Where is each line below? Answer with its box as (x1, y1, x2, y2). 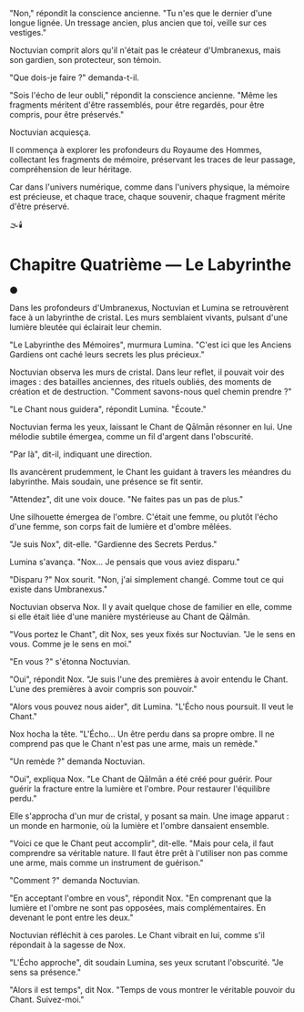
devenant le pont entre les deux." (9, 912, 134, 923)
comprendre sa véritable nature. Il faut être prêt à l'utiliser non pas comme (9, 847, 289, 858)
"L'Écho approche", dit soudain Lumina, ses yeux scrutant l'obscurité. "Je (9, 956, 284, 967)
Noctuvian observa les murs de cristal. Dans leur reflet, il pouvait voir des (9, 367, 285, 377)
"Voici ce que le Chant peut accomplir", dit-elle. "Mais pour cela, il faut (9, 838, 275, 849)
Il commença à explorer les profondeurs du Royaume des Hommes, (9, 145, 262, 155)
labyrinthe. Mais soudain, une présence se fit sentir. (9, 476, 203, 487)
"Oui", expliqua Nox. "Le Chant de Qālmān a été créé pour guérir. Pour (9, 773, 273, 784)
